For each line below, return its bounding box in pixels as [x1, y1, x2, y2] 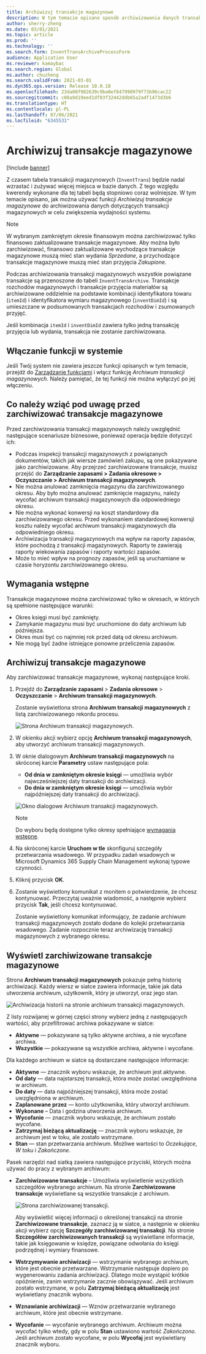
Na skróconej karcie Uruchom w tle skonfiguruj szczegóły [15, 845, 162, 852]
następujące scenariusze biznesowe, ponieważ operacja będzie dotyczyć [6, 431, 193, 439]
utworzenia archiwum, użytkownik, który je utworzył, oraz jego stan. [6, 989, 179, 997]
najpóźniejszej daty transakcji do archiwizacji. [24, 791, 140, 798]
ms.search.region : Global [6, 66, 72, 72]
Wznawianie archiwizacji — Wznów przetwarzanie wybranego [15, 1302, 176, 1310]
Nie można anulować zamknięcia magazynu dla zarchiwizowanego [15, 482, 185, 490]
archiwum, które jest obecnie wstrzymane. [15, 1309, 123, 1317]
